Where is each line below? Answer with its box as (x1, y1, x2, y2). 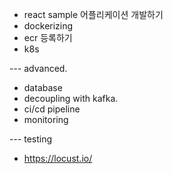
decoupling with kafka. (23, 93, 119, 104)
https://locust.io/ (23, 153, 93, 164)
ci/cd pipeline (23, 103, 81, 115)
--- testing (9, 133, 53, 145)
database (23, 82, 63, 93)
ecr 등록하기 (23, 32, 73, 43)
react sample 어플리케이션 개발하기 (23, 9, 164, 20)
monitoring (23, 114, 69, 125)
